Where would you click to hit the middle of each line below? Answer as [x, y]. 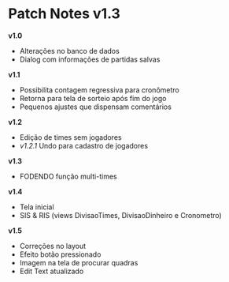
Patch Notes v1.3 [64, 14]
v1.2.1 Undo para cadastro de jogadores [83, 145]
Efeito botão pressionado [60, 254]
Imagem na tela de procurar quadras [79, 262]
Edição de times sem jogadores [70, 137]
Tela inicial [37, 207]
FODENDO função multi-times [68, 176]
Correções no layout [53, 246]
